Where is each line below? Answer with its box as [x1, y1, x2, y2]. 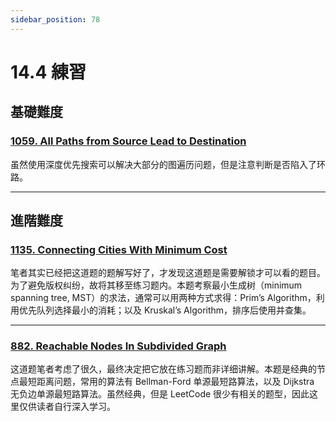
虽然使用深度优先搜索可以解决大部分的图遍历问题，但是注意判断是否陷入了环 [10, 158, 326, 170]
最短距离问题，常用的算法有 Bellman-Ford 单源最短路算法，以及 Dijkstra [18, 376, 315, 388]
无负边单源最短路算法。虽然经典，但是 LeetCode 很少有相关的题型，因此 [10, 388, 310, 400]
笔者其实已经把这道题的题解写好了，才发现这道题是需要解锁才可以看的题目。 [10, 267, 326, 279]
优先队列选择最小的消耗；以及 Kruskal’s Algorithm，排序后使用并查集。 [18, 304, 312, 316]
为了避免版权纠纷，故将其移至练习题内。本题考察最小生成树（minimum [10, 279, 303, 291]
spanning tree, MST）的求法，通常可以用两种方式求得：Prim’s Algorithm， [10, 292, 317, 304]
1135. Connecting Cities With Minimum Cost [10, 242, 228, 256]
